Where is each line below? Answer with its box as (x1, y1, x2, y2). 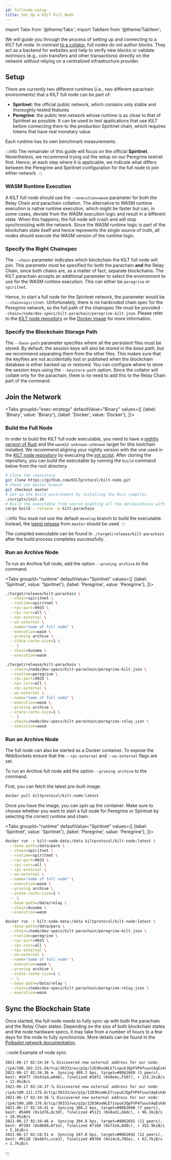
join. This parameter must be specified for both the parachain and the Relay (5, 262, 164, 268)
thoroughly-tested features (12, 107, 70, 113)
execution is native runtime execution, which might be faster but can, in (5, 205, 155, 211)
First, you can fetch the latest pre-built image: (5, 783, 101, 789)
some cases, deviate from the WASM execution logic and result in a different (5, 210, 166, 217)
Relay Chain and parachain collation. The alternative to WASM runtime (5, 200, 153, 206)
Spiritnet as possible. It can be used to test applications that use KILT (12, 118, 158, 124)
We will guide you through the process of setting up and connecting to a (5, 36, 157, 42)
